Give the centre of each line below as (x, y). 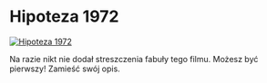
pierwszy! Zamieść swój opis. (65, 69)
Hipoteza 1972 (64, 17)
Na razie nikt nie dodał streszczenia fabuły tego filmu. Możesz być (134, 59)
